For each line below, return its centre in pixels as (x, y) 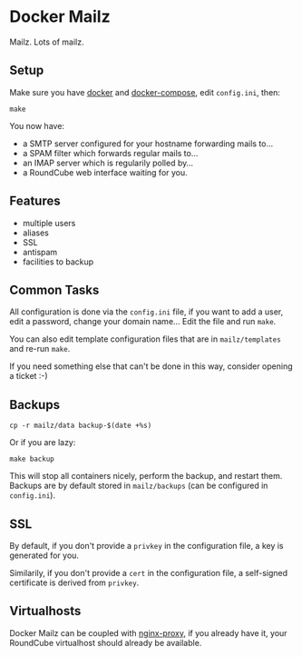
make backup (32, 459)
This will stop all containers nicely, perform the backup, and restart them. (146, 476)
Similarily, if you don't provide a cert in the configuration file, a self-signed (149, 573)
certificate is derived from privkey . (74, 582)
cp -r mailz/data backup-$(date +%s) (81, 426)
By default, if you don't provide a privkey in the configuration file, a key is (146, 546)
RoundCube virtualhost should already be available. (106, 642)
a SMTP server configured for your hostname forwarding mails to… (148, 144)
